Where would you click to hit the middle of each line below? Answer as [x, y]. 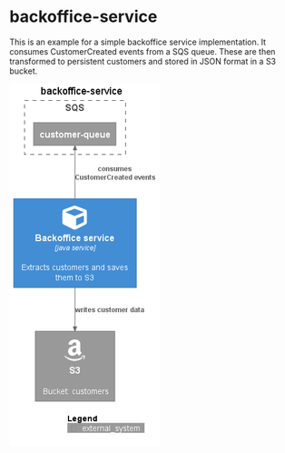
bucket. [24, 71]
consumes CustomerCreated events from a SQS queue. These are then [142, 51]
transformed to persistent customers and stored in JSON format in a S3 [143, 61]
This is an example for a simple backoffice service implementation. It [138, 42]
